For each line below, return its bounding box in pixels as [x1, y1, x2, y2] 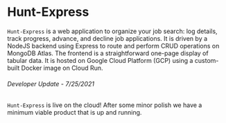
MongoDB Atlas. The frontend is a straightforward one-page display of [7, 49, 209, 57]
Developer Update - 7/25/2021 [7, 79, 95, 88]
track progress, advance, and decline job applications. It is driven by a [7, 34, 208, 42]
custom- [194, 56, 219, 64]
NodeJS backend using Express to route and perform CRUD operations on [7, 41, 220, 50]
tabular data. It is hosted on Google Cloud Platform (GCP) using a [7, 56, 193, 64]
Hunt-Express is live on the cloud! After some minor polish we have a [7, 101, 202, 109]
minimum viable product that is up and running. [7, 108, 142, 117]
